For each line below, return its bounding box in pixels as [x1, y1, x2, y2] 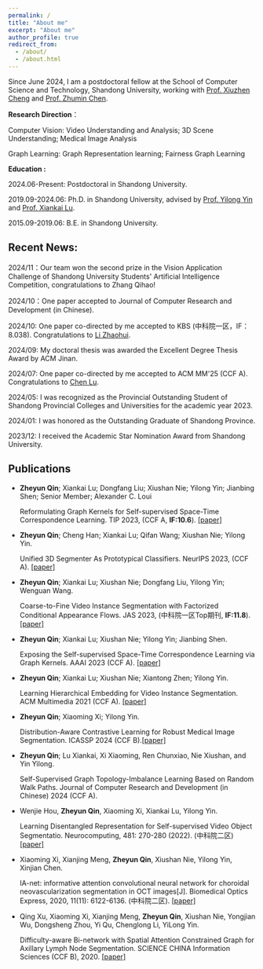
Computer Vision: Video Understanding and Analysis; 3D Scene [8, 125, 214, 134]
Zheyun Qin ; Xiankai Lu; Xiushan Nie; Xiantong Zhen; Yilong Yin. [19, 673, 229, 682]
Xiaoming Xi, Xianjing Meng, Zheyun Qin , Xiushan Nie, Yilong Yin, [19, 854, 233, 864]
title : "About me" [8, 19, 68, 27]
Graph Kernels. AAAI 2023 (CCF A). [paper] [19, 657, 161, 667]
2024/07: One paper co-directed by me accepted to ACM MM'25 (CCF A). [8, 368, 249, 378]
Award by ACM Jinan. [8, 353, 79, 363]
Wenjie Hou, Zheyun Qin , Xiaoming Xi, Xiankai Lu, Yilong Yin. [19, 806, 218, 815]
